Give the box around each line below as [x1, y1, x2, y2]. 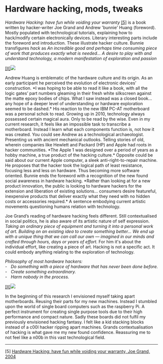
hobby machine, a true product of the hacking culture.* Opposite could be [5, 152, 153, 158]
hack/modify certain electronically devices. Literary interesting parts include [5, 35, 158, 41]
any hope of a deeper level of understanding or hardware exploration [5, 100, 143, 106]
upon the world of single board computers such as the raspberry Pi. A [5, 303, 145, 309]
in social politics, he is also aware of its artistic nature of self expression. [5, 218, 150, 224]
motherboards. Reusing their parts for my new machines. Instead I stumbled [5, 298, 157, 304]
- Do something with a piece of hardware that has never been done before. [5, 263, 158, 269]
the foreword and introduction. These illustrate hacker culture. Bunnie [5, 40, 144, 46]
